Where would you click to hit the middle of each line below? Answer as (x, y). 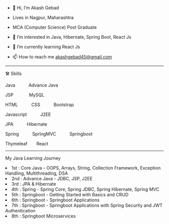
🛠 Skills (13, 73)
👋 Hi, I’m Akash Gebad (36, 8)
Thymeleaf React (27, 144)
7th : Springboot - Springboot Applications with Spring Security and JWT (87, 205)
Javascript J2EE (28, 114)
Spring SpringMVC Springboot (49, 134)
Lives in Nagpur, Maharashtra (43, 17)
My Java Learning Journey (33, 158)
